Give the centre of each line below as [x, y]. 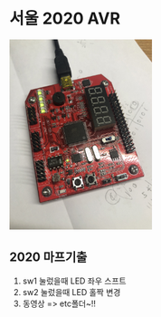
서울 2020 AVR [65, 19]
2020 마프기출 [48, 258]
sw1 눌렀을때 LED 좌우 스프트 [74, 281]
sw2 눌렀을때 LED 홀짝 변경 [71, 292]
